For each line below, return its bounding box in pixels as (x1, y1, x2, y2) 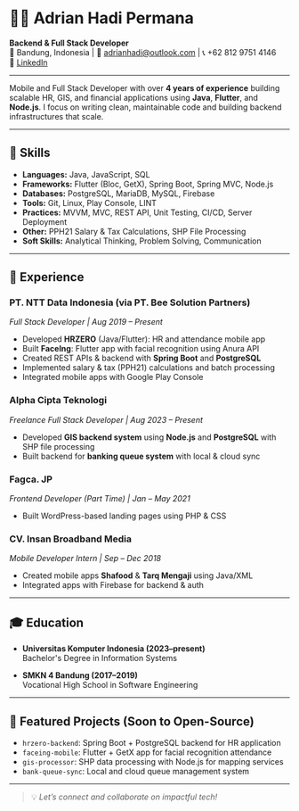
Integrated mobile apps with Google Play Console (21, 372, 204, 383)
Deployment (21, 216, 68, 227)
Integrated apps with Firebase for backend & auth (21, 580, 205, 591)
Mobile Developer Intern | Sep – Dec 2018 (9, 553, 162, 564)
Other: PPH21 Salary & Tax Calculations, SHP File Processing (21, 226, 246, 236)
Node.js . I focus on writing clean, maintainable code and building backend (9, 102, 282, 112)
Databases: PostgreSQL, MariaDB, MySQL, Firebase (21, 187, 215, 199)
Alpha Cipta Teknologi (9, 394, 108, 407)
